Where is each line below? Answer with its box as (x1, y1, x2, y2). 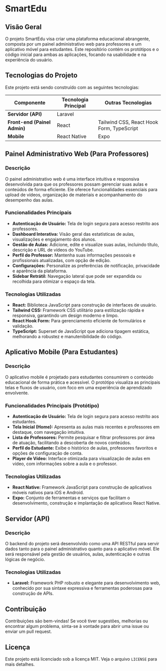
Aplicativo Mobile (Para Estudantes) (5, 348, 119, 357)
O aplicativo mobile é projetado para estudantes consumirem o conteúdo (5, 374, 154, 380)
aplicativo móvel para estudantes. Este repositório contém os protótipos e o (5, 47, 159, 52)
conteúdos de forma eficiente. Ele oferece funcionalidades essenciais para (5, 186, 158, 192)
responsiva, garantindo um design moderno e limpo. (12, 312, 119, 318)
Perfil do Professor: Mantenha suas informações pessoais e (12, 252, 136, 258)
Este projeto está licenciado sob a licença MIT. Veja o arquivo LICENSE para (5, 656, 157, 662)
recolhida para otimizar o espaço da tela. (12, 278, 96, 284)
